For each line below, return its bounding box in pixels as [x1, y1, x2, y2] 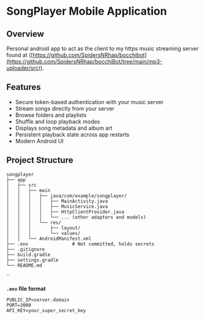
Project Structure [6, 155, 73, 166]
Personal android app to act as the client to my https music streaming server [6, 45, 199, 52]
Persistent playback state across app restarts [15, 130, 130, 138]
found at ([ [6, 51, 33, 59]
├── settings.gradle [6, 257, 59, 263]
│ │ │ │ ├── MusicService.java [6, 203, 108, 209]
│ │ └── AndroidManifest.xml [6, 236, 92, 242]
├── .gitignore [6, 246, 45, 252]
